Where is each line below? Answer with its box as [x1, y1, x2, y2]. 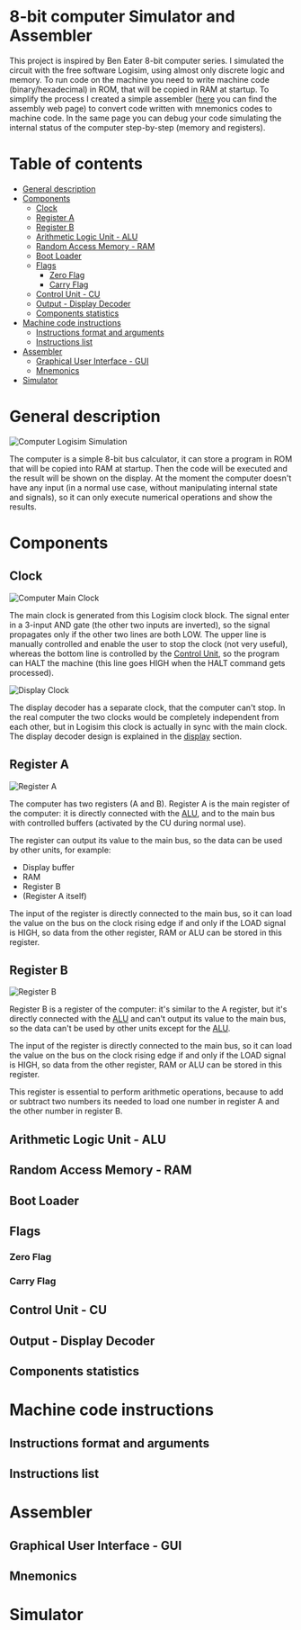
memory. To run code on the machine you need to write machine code [9, 74, 270, 85]
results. [9, 501, 38, 512]
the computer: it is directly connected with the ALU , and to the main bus [9, 807, 276, 818]
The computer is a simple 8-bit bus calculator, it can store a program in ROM [9, 453, 293, 464]
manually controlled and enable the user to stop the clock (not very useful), [9, 638, 288, 649]
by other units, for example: [9, 844, 111, 855]
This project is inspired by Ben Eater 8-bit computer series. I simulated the [9, 55, 285, 66]
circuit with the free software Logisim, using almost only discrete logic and [9, 65, 285, 76]
